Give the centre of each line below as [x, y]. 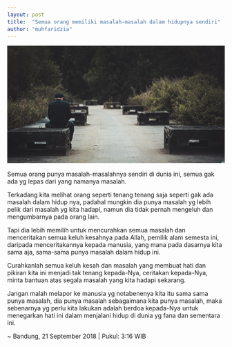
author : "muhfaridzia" [40, 29]
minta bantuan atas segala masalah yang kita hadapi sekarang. [97, 280]
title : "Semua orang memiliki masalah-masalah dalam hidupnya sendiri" [114, 22]
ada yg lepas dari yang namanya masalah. [67, 181]
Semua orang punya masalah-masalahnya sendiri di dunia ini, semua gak [111, 174]
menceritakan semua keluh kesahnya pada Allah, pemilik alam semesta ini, [113, 237]
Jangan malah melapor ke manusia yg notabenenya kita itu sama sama [108, 293]
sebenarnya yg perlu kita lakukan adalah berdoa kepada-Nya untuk [103, 308]
